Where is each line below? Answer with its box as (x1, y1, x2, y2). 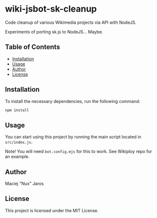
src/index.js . (5, 139, 32, 145)
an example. (5, 154, 30, 160)
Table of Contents (5, 43, 61, 51)
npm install (5, 108, 29, 113)
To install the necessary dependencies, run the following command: (5, 98, 141, 104)
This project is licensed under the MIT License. (5, 207, 99, 213)
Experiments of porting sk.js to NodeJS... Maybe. (5, 29, 103, 34)
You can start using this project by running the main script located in (5, 134, 141, 140)
